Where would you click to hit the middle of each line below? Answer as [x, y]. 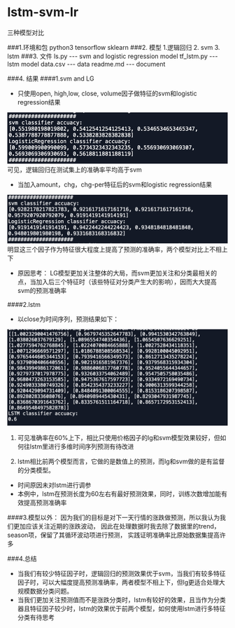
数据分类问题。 [51, 591]
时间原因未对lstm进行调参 [54, 485]
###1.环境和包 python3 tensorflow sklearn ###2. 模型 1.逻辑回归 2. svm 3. [114, 47]
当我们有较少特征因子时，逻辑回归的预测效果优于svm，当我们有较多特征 [121, 573]
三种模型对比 [26, 32]
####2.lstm [24, 304]
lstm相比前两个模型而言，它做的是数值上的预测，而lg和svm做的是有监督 [121, 461]
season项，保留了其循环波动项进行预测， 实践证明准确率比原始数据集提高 [114, 535]
